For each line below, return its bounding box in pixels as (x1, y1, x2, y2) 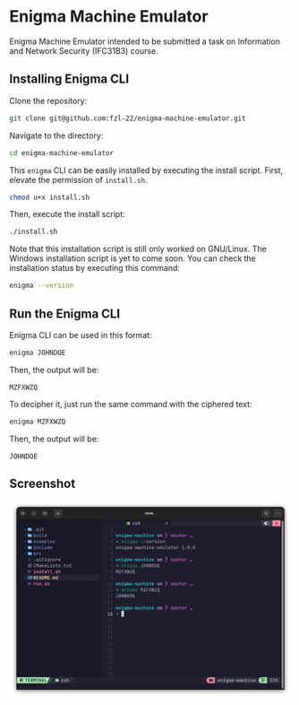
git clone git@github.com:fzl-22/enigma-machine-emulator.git (9, 114, 246, 123)
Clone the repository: (9, 95, 88, 106)
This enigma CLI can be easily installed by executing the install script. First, (9, 164, 284, 176)
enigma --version (9, 281, 74, 291)
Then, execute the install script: (9, 209, 125, 220)
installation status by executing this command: (9, 263, 181, 274)
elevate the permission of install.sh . (9, 174, 148, 185)
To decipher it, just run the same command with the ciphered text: (9, 398, 252, 409)
